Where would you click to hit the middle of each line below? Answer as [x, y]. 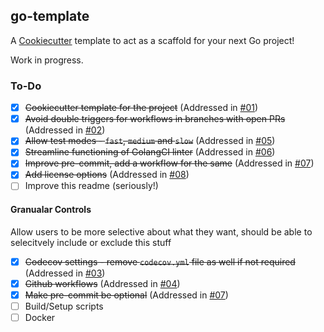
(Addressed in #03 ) [65, 273]
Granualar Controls [51, 210]
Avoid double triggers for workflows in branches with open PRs [155, 119]
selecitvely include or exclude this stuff [91, 242]
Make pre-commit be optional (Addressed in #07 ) [126, 295]
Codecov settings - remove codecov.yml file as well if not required [160, 261]
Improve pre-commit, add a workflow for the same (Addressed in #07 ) [169, 163]
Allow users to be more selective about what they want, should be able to [161, 231]
